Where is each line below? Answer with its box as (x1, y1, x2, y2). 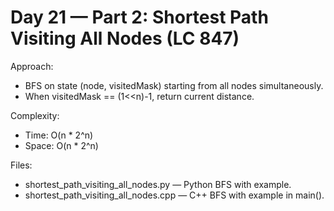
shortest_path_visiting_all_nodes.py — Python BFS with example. (24, 178, 292, 190)
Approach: (10, 60, 54, 72)
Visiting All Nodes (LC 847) (10, 27, 240, 50)
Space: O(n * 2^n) (24, 139, 99, 151)
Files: (10, 159, 33, 171)
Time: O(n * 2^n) (24, 129, 94, 141)
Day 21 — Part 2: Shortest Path (10, 6, 269, 29)
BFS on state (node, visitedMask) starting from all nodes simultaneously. (24, 79, 324, 91)
